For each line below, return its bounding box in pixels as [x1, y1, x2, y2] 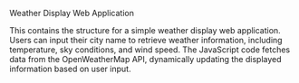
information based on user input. [9, 63, 131, 74]
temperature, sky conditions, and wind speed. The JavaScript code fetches [9, 44, 291, 55]
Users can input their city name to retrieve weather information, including [9, 35, 283, 45]
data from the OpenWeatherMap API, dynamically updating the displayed [9, 54, 283, 64]
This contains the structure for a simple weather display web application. [9, 25, 281, 35]
